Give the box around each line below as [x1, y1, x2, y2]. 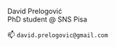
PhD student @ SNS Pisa [7, 15, 88, 24]
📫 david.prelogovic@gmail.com [7, 30, 109, 39]
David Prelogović [7, 7, 63, 15]
